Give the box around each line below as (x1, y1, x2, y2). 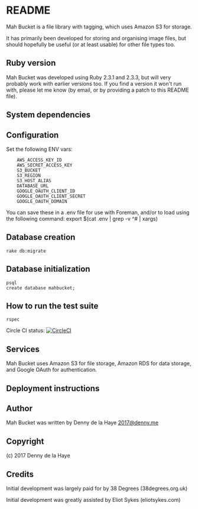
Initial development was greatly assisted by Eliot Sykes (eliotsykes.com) (6, 497, 181, 504)
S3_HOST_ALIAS (17, 178, 51, 183)
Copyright (6, 436, 44, 446)
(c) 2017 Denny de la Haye (6, 452, 70, 459)
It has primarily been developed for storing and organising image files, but (6, 34, 186, 41)
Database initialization (6, 264, 90, 274)
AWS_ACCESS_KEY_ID (17, 157, 62, 163)
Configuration (6, 130, 59, 140)
